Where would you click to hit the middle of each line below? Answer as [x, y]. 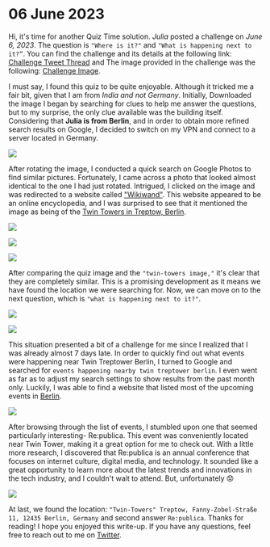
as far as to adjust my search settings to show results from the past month [132, 379]
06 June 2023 [56, 14]
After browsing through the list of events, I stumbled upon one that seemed [133, 427]
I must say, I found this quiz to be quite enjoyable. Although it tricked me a [131, 86]
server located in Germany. [54, 137]
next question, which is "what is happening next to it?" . [105, 298]
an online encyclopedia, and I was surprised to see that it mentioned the [128, 203]
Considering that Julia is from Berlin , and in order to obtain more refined [129, 120]
